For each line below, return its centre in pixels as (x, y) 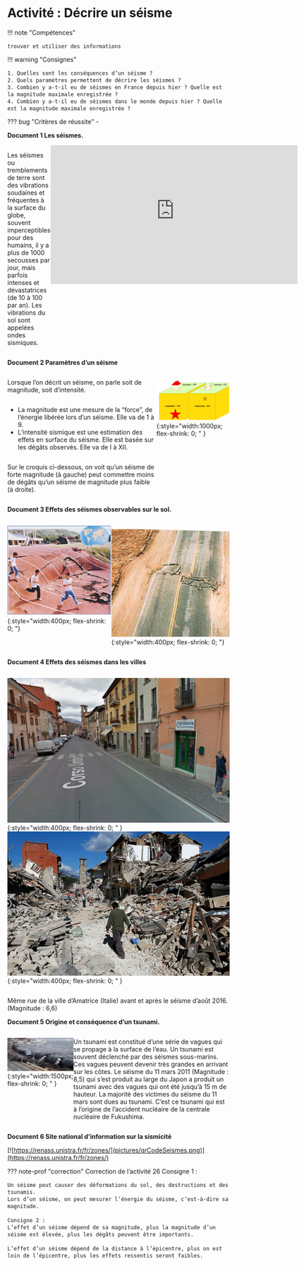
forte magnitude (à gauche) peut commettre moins (81, 474)
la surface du (26, 207)
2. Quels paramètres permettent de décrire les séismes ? (94, 80)
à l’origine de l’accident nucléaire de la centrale (141, 1109)
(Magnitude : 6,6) (32, 1008)
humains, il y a (28, 245)
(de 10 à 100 (25, 297)
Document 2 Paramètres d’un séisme (63, 362)
